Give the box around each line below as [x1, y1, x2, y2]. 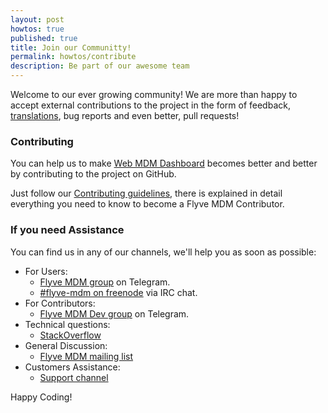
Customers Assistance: [24, 361, 121, 373]
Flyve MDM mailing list [39, 350, 134, 362]
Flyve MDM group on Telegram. [39, 276, 171, 288]
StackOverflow [39, 329, 102, 341]
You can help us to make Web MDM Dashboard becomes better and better [10, 157, 318, 170]
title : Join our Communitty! [10, 42, 132, 53]
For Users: [24, 265, 68, 277]
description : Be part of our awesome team [10, 61, 190, 71]
